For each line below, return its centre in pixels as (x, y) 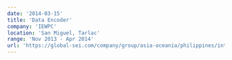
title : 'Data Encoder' (40, 20)
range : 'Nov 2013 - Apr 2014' (51, 39)
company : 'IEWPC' (32, 26)
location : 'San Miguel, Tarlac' (54, 33)
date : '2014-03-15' (35, 13)
